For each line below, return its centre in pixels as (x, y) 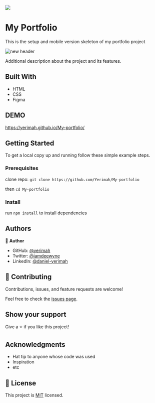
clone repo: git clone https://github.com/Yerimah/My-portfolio (72, 179)
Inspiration (23, 362)
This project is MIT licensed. (34, 395)
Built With (21, 77)
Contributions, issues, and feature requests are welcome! (64, 289)
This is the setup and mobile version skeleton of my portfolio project (75, 41)
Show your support (36, 314)
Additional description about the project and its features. (63, 61)
